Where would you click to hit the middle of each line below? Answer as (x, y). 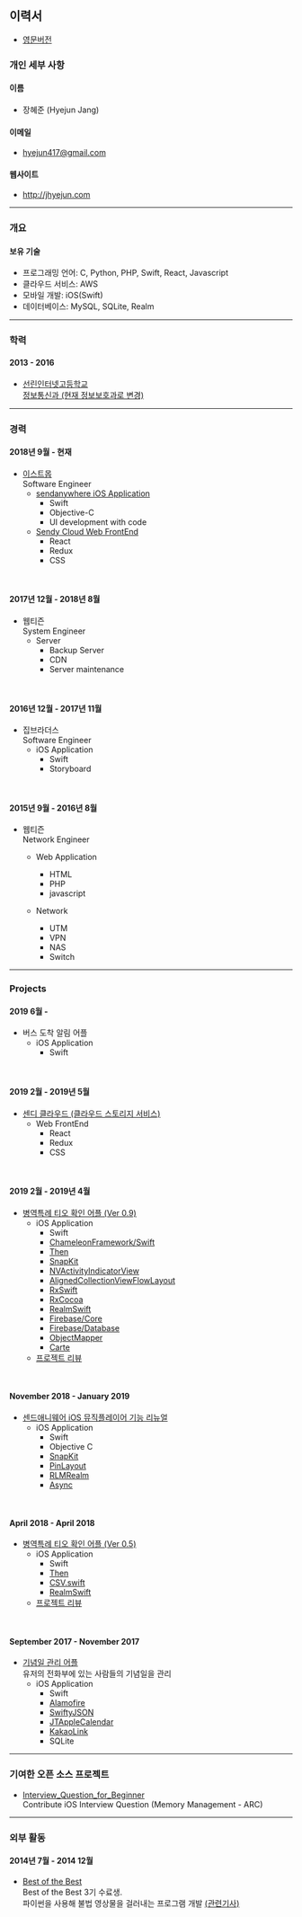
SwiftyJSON (71, 1713)
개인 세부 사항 (37, 65)
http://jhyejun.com (56, 195)
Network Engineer (56, 839)
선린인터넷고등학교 (55, 384)
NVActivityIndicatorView (94, 1271)
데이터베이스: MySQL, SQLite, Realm (88, 306)
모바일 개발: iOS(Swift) (62, 296)
